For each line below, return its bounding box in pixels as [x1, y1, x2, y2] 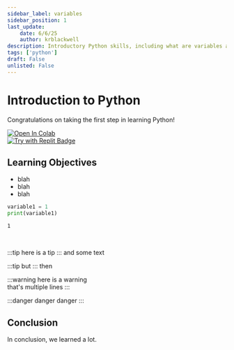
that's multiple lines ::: [7, 283, 70, 291]
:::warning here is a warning [7, 275, 87, 284]
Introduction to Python [7, 92, 141, 108]
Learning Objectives [7, 156, 97, 168]
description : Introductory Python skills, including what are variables [7, 43, 223, 50]
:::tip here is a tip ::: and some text [7, 249, 104, 257]
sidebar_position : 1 [7, 17, 68, 24]
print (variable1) [7, 210, 58, 217]
